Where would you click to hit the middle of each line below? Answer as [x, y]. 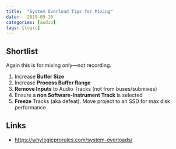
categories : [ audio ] [31, 22]
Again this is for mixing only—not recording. [59, 65]
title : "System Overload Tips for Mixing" [60, 11]
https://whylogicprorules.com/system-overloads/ [73, 140]
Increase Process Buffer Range [52, 83]
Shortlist [22, 51]
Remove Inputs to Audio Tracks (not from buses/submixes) [86, 89]
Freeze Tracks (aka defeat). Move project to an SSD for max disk [92, 101]
